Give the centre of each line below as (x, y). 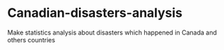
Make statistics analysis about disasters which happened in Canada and (112, 32)
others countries (31, 39)
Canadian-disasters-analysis (95, 13)
